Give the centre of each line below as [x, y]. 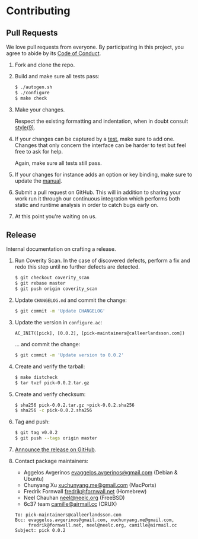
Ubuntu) [34, 479]
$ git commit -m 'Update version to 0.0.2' [69, 355]
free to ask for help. [39, 151]
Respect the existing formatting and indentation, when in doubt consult [101, 121]
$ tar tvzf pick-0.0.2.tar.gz [52, 383]
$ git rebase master [40, 283]
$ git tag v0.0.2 [36, 433]
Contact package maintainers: [52, 461]
